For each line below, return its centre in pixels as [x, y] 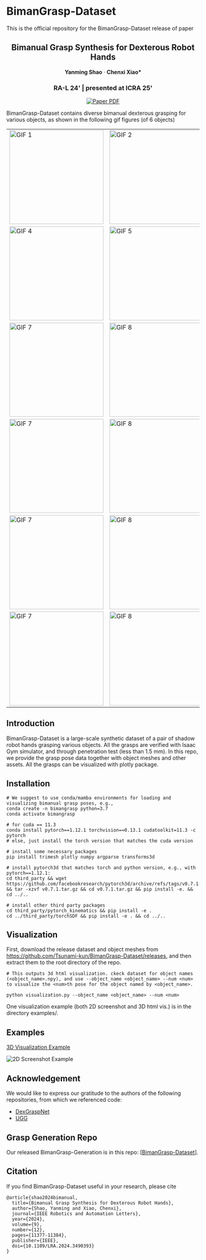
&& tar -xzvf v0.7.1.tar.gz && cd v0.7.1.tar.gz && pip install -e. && [100, 889]
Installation [28, 784]
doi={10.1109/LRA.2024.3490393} [53, 1246]
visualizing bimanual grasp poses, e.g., [60, 803]
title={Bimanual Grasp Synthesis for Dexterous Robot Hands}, [93, 1203]
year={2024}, [29, 1219]
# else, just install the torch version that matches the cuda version [100, 841]
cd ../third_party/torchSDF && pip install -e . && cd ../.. [86, 916]
